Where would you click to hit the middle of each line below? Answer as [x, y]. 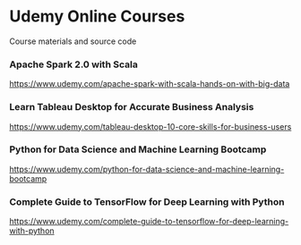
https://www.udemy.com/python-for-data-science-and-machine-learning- [147, 169]
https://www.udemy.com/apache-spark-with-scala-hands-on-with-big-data [150, 84]
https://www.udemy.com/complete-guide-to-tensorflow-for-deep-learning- [149, 222]
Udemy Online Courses [97, 17]
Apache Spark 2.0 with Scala [74, 64]
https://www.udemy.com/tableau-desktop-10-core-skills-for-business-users [150, 126]
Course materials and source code [73, 41]
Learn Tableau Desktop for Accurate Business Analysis [132, 107]
